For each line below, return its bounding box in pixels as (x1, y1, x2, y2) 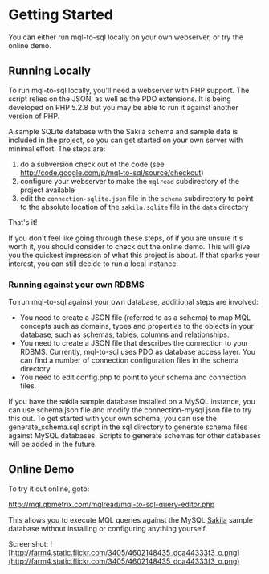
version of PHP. (8, 111, 60, 121)
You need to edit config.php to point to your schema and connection (19, 372, 247, 383)
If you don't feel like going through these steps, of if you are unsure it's (8, 233, 243, 243)
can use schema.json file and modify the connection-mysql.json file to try (8, 405, 252, 415)
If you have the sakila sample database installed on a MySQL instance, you (8, 396, 255, 407)
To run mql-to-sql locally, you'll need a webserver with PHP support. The (8, 85, 250, 95)
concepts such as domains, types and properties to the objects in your (19, 322, 255, 331)
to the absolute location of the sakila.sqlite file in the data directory (19, 202, 249, 211)
